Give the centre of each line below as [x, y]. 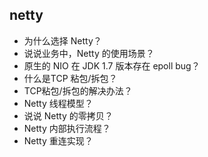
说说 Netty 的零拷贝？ [68, 115]
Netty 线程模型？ [58, 103]
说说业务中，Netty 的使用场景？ [89, 53]
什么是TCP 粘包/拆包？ [70, 78]
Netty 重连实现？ [58, 140]
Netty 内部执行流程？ [67, 128]
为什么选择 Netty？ [62, 40]
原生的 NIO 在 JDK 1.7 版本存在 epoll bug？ [112, 65]
